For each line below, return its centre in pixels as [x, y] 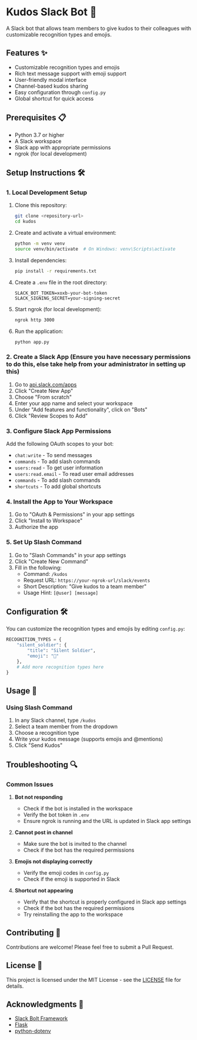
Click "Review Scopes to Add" [51, 416]
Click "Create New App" [44, 391]
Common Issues [30, 784]
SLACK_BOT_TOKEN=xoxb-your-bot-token [61, 293]
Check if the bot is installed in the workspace [78, 808]
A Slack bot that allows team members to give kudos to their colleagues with [99, 28]
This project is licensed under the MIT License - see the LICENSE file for [94, 979]
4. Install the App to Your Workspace [59, 501]
